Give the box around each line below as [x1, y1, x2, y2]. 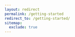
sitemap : [4, 20, 22, 25]
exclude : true [9, 25, 37, 30]
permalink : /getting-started [4, 12, 64, 16]
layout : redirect [4, 7, 40, 12]
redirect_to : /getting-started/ [4, 16, 70, 21]
